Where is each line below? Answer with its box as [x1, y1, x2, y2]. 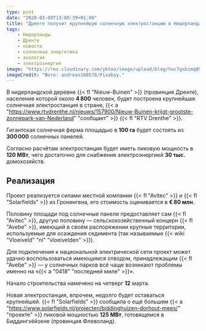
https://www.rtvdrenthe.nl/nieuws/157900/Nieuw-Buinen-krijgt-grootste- [9, 108, 194, 115]
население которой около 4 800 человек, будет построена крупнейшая [6, 95, 195, 102]
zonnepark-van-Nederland [6, 115, 74, 122]
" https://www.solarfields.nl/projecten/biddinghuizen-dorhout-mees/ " [6, 305, 181, 312]
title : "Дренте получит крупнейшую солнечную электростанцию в [6, 20, 172, 26]
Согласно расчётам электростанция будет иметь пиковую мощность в [6, 145, 194, 152]
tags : [6, 26, 20, 32]
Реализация [6, 175, 55, 186]
